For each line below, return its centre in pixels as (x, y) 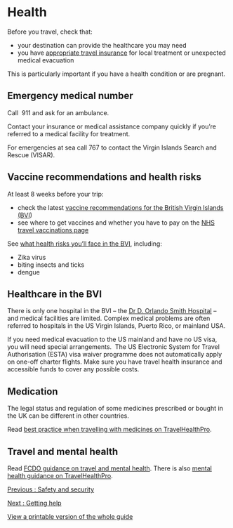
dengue (28, 272)
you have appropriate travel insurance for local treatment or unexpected (121, 53)
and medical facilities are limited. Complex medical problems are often (109, 318)
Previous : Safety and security (51, 489)
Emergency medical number (70, 96)
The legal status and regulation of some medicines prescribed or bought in (115, 409)
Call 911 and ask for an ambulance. (58, 112)
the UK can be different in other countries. (68, 416)
